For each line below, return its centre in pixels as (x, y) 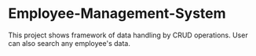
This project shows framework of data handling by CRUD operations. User (128, 35)
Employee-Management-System (117, 14)
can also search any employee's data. (69, 43)
